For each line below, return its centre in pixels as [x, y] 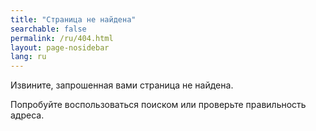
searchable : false [48, 29]
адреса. [27, 115]
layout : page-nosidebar [60, 47]
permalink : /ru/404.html [62, 38]
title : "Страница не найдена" [73, 19]
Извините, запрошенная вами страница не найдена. [122, 85]
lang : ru [28, 57]
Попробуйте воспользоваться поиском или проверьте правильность [158, 105]
